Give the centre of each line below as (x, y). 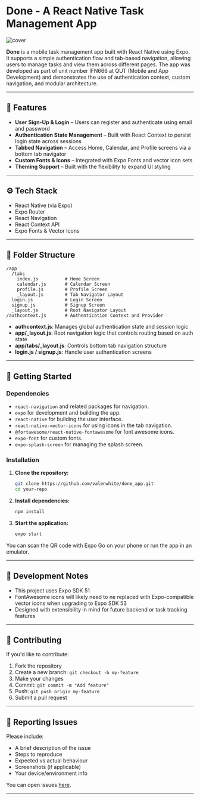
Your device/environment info (51, 773)
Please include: (25, 736)
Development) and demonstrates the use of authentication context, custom (98, 77)
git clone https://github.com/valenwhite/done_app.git (84, 484)
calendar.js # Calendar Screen (64, 285)
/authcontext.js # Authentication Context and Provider (85, 316)
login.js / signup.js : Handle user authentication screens (83, 352)
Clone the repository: (42, 473)
